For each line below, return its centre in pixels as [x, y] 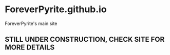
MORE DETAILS [30, 48]
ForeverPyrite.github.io [56, 9]
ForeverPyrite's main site [31, 23]
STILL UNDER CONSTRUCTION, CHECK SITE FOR [85, 39]
